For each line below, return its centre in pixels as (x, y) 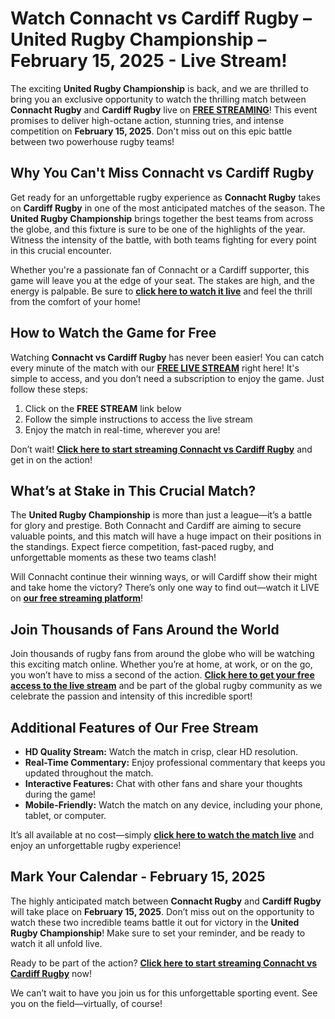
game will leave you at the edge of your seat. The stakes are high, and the (162, 280)
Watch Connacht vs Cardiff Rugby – (161, 18)
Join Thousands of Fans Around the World (145, 629)
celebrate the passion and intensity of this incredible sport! (131, 696)
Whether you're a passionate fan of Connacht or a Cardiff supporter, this (160, 269)
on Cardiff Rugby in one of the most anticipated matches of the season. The (168, 208)
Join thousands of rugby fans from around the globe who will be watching (162, 654)
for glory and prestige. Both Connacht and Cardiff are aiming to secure (156, 526)
